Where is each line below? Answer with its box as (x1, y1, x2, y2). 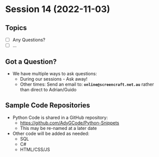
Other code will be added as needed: (12, 130, 90, 136)
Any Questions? (12, 37, 46, 43)
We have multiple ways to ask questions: (12, 70, 97, 76)
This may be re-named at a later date (20, 125, 97, 131)
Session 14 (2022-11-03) (5, 4, 111, 15)
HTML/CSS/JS (20, 146, 50, 152)
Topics (5, 24, 27, 32)
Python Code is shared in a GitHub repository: (12, 114, 108, 120)
